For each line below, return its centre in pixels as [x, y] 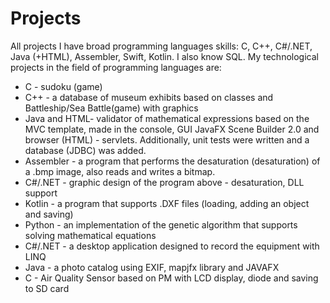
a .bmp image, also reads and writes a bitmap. [120, 171]
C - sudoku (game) [63, 86]
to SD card [47, 288]
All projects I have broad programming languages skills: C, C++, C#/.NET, [161, 46]
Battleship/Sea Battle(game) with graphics [111, 108]
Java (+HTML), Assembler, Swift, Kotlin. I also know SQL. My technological [164, 56]
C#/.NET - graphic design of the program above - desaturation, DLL [164, 182]
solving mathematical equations [90, 235]
